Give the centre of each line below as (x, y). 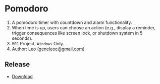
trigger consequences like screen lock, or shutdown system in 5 (77, 33)
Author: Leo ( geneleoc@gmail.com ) (48, 49)
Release (17, 64)
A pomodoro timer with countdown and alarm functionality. (72, 22)
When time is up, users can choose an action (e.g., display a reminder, (83, 27)
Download (22, 76)
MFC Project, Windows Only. (38, 43)
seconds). (22, 38)
